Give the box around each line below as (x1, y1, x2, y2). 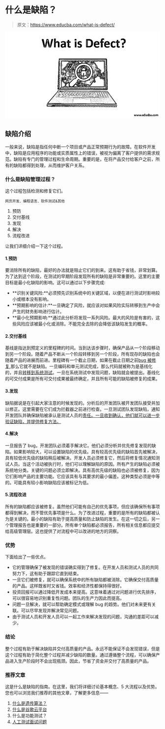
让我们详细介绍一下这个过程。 (5, 243, 65, 249)
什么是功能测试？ (12, 712, 47, 718)
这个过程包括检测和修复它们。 (5, 188, 65, 194)
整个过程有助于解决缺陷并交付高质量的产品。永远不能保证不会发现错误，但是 (5, 646, 160, 652)
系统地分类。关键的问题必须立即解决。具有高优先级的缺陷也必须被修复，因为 (5, 467, 160, 473)
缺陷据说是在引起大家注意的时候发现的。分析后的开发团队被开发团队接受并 (5, 400, 156, 406)
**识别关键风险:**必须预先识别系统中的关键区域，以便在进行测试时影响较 (12, 290, 160, 296)
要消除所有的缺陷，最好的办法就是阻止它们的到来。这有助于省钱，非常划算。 (5, 267, 160, 273)
